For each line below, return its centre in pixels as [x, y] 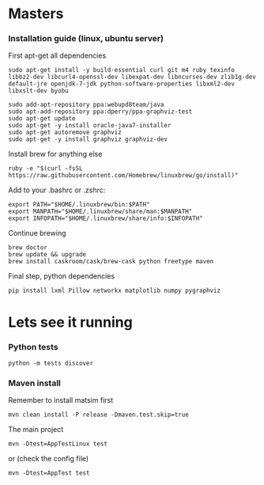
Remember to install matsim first [61, 400]
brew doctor [28, 248]
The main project [36, 430]
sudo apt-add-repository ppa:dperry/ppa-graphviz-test [100, 112]
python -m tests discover [51, 363]
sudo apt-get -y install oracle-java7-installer [90, 126]
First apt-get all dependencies [57, 55]
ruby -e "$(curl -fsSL [45, 169]
